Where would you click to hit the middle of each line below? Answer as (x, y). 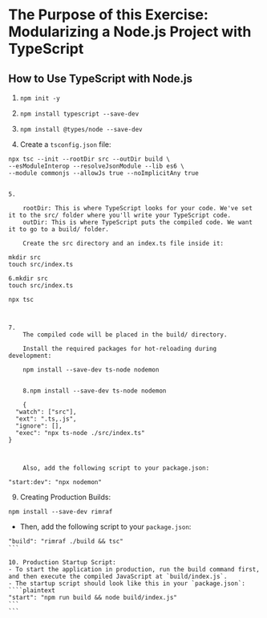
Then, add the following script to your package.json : (105, 527)
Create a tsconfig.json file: (65, 144)
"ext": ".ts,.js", (47, 419)
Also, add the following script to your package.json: (116, 468)
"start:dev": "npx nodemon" (55, 482)
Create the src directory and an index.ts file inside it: (123, 243)
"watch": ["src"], (47, 412)
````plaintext (32, 591)
